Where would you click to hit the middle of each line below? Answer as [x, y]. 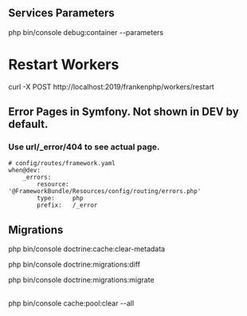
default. [28, 124]
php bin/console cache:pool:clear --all [71, 303]
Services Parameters [61, 13]
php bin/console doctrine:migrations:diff [74, 265]
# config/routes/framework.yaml [62, 164]
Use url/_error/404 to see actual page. [84, 147]
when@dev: [25, 171]
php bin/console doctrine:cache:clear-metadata [87, 249]
